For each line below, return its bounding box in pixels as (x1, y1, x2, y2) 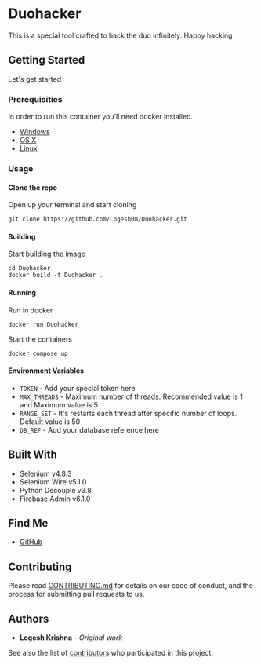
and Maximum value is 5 (19, 400, 99, 409)
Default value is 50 (19, 417, 81, 426)
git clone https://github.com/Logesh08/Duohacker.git (8, 215, 188, 224)
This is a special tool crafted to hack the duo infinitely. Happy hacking (8, 31, 233, 40)
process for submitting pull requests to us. (8, 590, 145, 599)
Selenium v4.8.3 (19, 469, 72, 478)
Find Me (8, 516, 49, 530)
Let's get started (8, 74, 62, 83)
